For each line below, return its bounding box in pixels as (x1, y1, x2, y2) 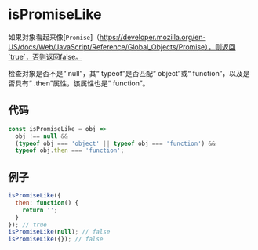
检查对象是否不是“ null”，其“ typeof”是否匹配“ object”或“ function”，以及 (8, 68, 243, 78)
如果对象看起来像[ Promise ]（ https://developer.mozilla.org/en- (8, 32, 206, 42)
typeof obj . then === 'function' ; (15, 147, 125, 154)
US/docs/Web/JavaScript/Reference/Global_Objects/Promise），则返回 (8, 42, 237, 52)
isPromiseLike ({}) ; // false (8, 235, 104, 244)
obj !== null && (15, 132, 68, 140)
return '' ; (22, 206, 58, 214)
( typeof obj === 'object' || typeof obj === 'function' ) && (15, 139, 216, 147)
